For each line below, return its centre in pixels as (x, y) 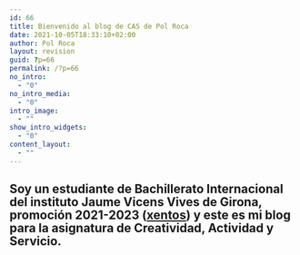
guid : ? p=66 (32, 60)
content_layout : (40, 144)
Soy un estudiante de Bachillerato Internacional (146, 189)
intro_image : (34, 111)
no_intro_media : (40, 93)
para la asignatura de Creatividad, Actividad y (142, 228)
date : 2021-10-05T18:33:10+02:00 (73, 34)
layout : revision (42, 52)
